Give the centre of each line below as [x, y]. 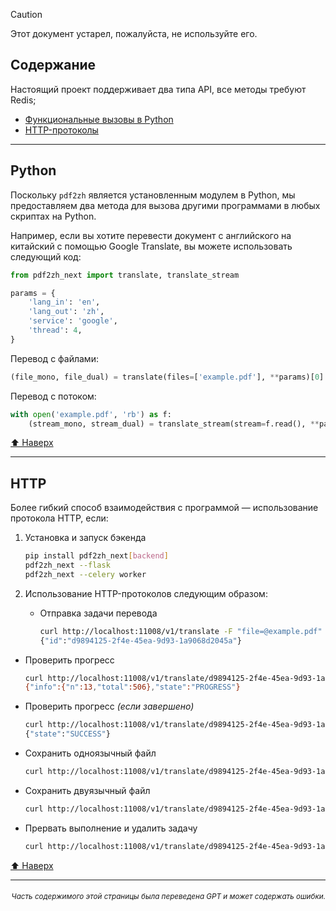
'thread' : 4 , [55, 330]
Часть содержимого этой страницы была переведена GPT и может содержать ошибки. [168, 897]
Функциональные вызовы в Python [99, 119]
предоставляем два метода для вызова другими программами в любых [165, 205]
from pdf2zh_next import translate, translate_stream [125, 275]
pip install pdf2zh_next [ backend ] [96, 556]
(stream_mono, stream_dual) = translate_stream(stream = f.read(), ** [174, 424]
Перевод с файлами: [54, 358]
